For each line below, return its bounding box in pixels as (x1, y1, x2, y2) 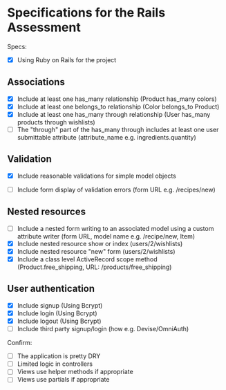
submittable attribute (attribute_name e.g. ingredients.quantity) (17, 133, 197, 142)
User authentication (7, 283, 95, 295)
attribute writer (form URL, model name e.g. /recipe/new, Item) (17, 232, 196, 240)
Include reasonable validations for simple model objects (17, 171, 176, 180)
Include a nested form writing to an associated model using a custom (17, 224, 214, 232)
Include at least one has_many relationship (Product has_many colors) (17, 95, 217, 103)
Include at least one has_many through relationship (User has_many (17, 110, 211, 118)
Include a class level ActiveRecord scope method (17, 255, 158, 263)
